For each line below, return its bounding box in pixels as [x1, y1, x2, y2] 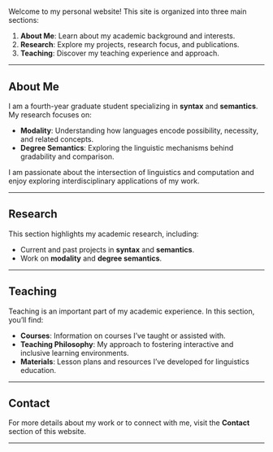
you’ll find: [8, 314, 44, 324]
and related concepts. [19, 134, 94, 144]
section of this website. [8, 427, 87, 437]
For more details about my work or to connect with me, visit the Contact [8, 418, 250, 428]
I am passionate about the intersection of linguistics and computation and [8, 168, 254, 177]
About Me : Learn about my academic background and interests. [19, 31, 236, 41]
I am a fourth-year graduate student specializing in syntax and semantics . [8, 101, 258, 111]
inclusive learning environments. [19, 348, 129, 358]
